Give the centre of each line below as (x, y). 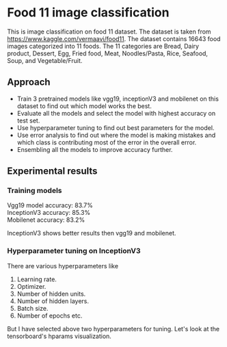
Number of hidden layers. (53, 301)
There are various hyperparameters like (63, 266)
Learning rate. (37, 279)
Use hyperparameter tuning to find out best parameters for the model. (116, 127)
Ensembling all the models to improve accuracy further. (95, 149)
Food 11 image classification (88, 13)
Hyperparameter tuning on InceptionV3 (74, 251)
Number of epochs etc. (50, 316)
